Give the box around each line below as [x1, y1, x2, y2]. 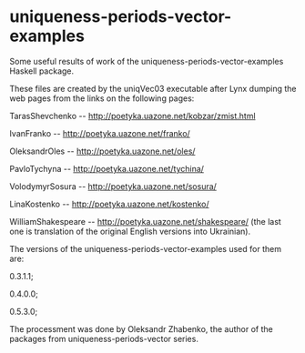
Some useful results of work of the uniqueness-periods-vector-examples [9, 55, 284, 66]
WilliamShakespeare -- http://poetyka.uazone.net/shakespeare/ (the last [9, 216, 282, 227]
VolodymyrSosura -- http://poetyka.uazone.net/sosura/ [9, 180, 217, 192]
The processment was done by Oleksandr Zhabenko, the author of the [9, 323, 273, 334]
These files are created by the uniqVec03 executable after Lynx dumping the [9, 83, 297, 94]
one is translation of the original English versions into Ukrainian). [9, 226, 251, 237]
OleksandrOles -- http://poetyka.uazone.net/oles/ [9, 146, 196, 156]
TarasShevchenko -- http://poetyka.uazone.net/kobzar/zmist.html [9, 110, 257, 121]
